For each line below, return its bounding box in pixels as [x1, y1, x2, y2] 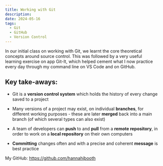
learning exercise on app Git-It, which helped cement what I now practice [5, 58, 153, 64]
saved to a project [12, 96, 49, 102]
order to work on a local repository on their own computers [12, 131, 133, 137]
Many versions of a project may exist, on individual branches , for [12, 106, 144, 111]
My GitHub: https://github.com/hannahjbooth [5, 155, 96, 161]
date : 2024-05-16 [5, 16, 41, 21]
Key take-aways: [5, 78, 58, 86]
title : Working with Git [5, 7, 56, 12]
